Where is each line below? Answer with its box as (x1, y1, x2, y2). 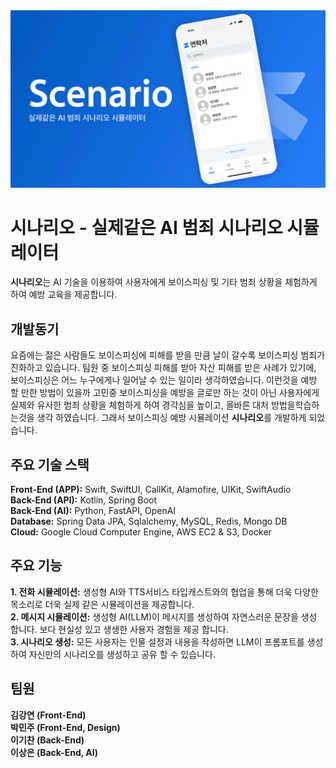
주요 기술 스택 (10, 456, 90, 473)
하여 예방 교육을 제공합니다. (10, 289, 118, 301)
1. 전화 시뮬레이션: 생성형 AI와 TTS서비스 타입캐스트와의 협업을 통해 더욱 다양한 (10, 585, 319, 598)
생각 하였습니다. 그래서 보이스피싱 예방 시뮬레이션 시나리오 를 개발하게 (36, 412, 307, 424)
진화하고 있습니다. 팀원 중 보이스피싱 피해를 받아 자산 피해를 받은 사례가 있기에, (10, 362, 317, 374)
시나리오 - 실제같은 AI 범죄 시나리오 (10, 216, 283, 239)
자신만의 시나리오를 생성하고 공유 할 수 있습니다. (28, 648, 216, 660)
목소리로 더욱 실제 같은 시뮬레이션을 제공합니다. (10, 598, 195, 610)
